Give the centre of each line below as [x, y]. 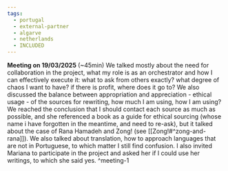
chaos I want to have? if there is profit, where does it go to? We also [103, 87]
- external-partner [41, 26]
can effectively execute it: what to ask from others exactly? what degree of [113, 80]
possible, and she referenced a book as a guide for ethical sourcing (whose [114, 117]
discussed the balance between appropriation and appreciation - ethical [110, 94]
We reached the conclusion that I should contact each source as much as [111, 109]
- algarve [27, 33]
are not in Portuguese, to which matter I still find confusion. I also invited [110, 146]
